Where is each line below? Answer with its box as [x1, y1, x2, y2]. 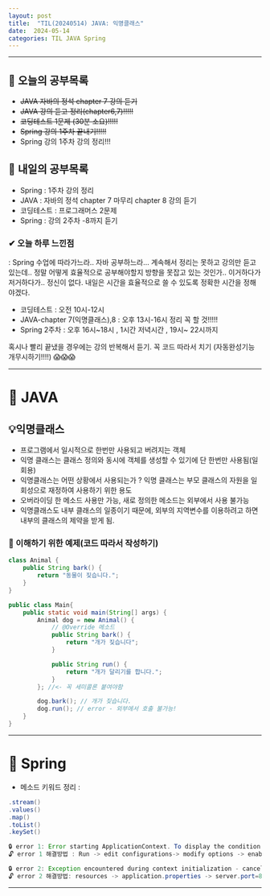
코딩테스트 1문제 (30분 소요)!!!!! [19, 117, 118, 126]
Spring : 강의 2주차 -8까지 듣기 [19, 215, 118, 225]
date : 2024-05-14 [8, 27, 70, 35]
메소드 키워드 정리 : [19, 782, 80, 791]
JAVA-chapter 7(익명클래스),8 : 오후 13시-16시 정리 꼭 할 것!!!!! [19, 315, 219, 324]
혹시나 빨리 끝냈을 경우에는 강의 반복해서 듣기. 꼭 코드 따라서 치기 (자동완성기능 [8, 342, 256, 352]
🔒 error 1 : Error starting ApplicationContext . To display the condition [8, 843, 261, 851]
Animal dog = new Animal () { [37, 616, 135, 624]
